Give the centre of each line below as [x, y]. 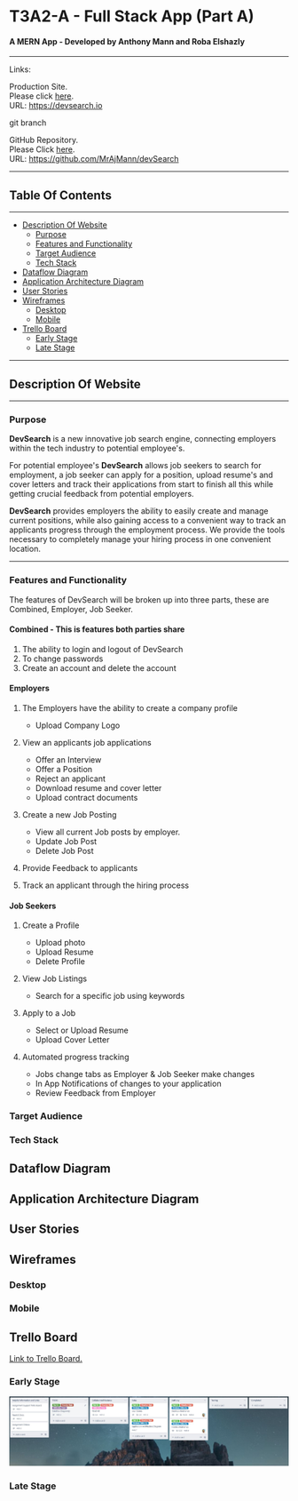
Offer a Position [64, 770]
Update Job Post [66, 842]
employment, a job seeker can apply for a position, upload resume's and [141, 475]
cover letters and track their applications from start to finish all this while [141, 484]
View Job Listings [54, 978]
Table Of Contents [61, 195]
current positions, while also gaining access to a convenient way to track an [148, 521]
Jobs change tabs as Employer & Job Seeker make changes [145, 1074]
